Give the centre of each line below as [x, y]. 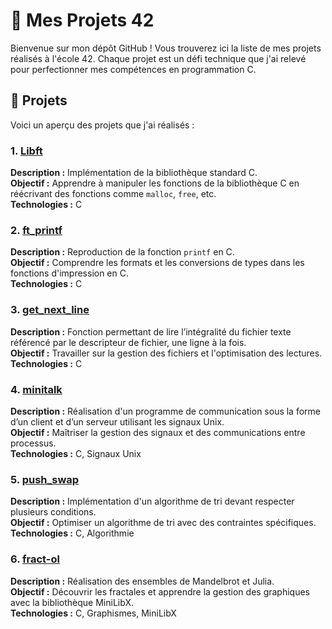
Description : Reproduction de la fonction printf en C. [122, 252]
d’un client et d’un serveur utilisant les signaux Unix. [117, 421]
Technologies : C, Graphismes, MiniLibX [93, 613]
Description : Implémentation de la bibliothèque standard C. [134, 173]
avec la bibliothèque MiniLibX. [72, 602]
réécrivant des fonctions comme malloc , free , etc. [113, 194]
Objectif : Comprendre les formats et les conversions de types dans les [157, 263]
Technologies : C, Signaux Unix [76, 453]
